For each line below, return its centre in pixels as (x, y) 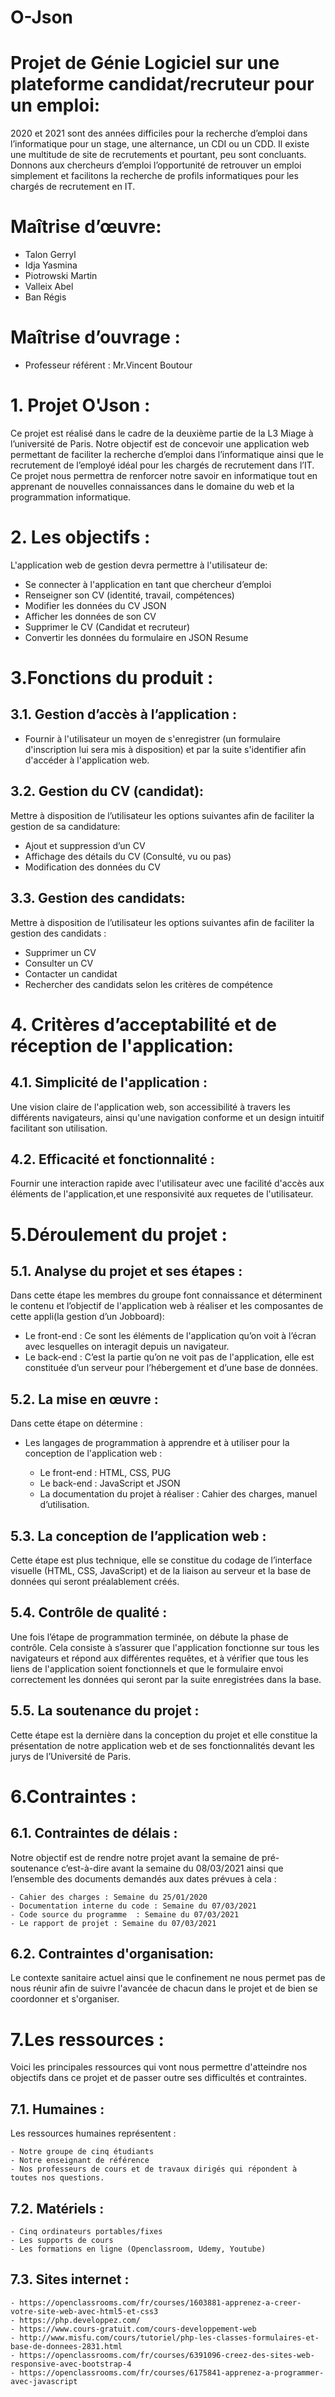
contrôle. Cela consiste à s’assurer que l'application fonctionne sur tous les (165, 1647)
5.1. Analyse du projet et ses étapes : (126, 1271)
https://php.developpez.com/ (80, 2320)
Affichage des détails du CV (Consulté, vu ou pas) (128, 856)
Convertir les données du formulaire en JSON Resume (136, 637)
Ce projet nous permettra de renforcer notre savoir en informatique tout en (164, 475)
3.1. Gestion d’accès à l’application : (123, 714)
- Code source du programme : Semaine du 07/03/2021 (125, 1914)
